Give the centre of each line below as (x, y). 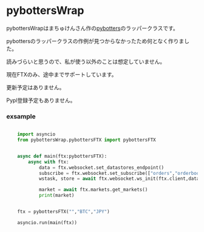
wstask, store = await (67, 179)
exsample (21, 116)
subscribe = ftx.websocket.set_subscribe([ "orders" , (107, 173)
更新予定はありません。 (36, 87)
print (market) (56, 196)
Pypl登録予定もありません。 (41, 100)
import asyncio (36, 134)
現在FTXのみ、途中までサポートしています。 (62, 74)
